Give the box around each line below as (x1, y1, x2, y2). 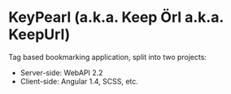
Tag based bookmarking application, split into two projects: (8, 52, 207, 62)
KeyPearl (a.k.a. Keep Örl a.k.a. (8, 8, 224, 27)
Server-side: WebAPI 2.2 (20, 67, 103, 77)
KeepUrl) (8, 25, 71, 44)
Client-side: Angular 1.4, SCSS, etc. (20, 76, 138, 86)
